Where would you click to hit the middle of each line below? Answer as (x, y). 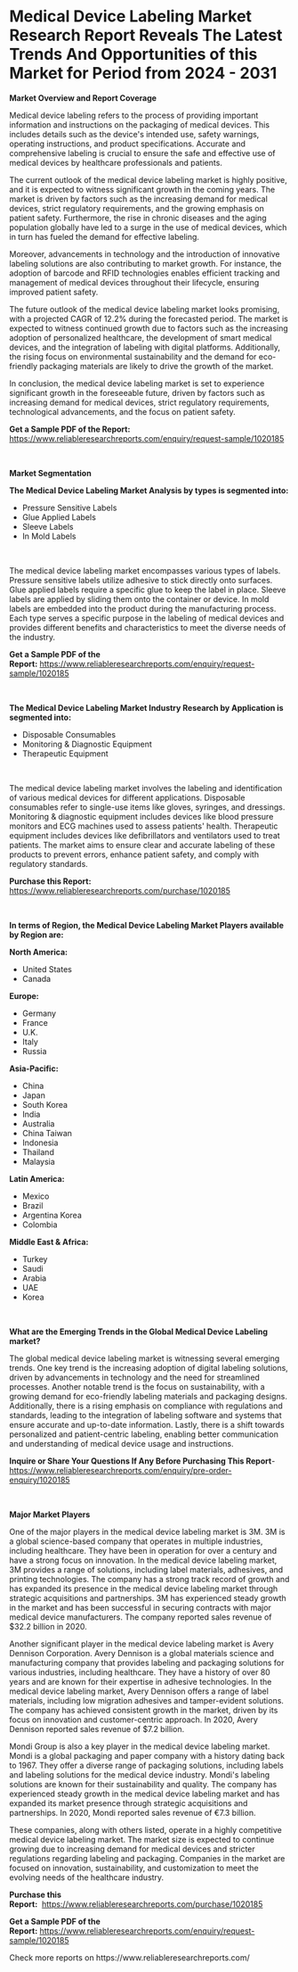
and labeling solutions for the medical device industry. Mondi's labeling (140, 1774)
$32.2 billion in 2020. (48, 1626)
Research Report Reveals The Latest (146, 35)
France (35, 1022)
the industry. (32, 637)
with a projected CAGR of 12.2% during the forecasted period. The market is (149, 318)
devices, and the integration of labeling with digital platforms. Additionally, (145, 347)
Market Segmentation (50, 473)
